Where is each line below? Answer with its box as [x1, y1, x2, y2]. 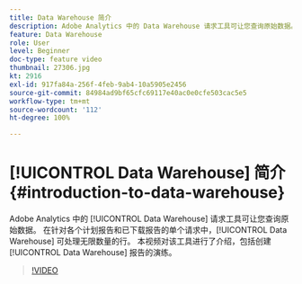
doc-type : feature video [9, 55, 102, 64]
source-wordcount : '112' [9, 105, 102, 114]
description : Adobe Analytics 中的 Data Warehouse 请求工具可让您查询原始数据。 [9, 22, 298, 31]
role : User [9, 38, 50, 48]
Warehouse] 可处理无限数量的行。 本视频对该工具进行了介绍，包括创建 [9, 235, 271, 247]
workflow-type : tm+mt [9, 96, 91, 106]
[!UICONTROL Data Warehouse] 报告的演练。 [9, 247, 177, 258]
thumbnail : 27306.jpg [9, 64, 91, 73]
